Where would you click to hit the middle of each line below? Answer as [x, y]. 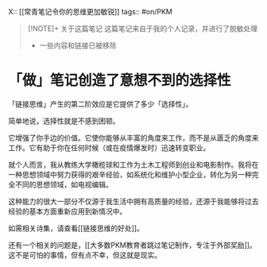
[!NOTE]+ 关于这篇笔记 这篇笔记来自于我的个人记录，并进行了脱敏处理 [143, 29]
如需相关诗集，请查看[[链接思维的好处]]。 [76, 228]
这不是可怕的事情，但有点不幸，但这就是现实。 [85, 255]
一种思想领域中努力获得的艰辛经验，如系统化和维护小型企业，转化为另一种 [130, 174]
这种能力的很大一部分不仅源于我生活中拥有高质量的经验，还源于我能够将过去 [133, 201]
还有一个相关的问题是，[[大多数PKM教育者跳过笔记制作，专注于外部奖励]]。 [132, 245]
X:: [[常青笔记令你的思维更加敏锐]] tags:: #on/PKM [90, 12]
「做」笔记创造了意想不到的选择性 [120, 81]
